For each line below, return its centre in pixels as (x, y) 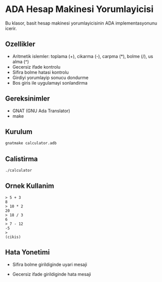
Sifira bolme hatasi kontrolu (40, 72)
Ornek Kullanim (30, 186)
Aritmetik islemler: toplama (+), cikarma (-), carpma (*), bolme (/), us (83, 56)
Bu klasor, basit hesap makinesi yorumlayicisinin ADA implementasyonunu (81, 23)
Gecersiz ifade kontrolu (36, 67)
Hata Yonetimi (27, 252)
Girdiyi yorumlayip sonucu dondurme (50, 77)
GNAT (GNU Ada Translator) (41, 111)
